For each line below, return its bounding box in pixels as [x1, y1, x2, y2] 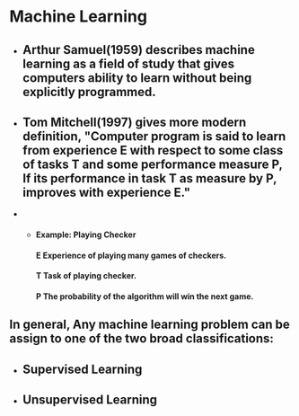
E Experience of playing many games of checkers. [35, 250, 227, 261]
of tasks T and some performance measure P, [22, 156, 283, 172]
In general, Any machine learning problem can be [9, 317, 290, 332]
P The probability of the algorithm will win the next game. [35, 290, 254, 302]
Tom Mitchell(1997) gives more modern [22, 114, 247, 129]
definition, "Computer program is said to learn [22, 128, 286, 144]
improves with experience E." [22, 184, 191, 199]
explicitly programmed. [22, 84, 156, 100]
